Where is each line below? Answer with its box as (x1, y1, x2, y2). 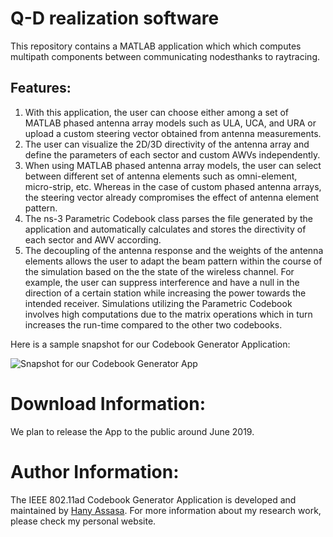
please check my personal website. (10, 515, 157, 527)
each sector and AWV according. (24, 233, 162, 246)
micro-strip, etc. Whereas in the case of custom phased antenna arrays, (24, 180, 322, 192)
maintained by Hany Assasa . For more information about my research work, (10, 504, 322, 516)
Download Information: (10, 392, 207, 415)
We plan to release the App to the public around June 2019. (10, 425, 255, 437)
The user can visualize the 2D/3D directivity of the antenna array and (24, 138, 310, 150)
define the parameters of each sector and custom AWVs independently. (24, 148, 321, 161)
